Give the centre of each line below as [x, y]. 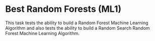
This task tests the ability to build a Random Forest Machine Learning [77, 23]
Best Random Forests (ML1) [63, 9]
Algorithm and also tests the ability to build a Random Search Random [77, 28]
